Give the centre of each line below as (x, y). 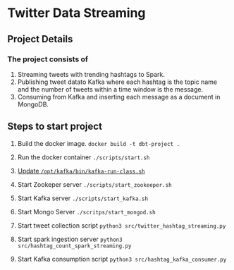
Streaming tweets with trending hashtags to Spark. (91, 74)
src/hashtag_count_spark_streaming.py (74, 246)
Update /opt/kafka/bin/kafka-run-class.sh (81, 171)
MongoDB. (33, 104)
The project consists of (48, 59)
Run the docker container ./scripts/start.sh (84, 157)
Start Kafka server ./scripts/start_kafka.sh (83, 198)
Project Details (40, 39)
